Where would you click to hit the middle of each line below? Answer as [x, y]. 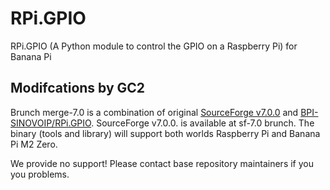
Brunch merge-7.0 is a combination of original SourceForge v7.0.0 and [154, 112]
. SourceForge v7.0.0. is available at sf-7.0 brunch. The [203, 123]
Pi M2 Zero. [34, 144]
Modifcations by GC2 [78, 88]
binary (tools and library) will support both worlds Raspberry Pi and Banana [165, 133]
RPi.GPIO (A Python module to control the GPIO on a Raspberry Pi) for [154, 46]
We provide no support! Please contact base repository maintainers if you [162, 163]
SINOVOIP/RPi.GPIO [51, 123]
